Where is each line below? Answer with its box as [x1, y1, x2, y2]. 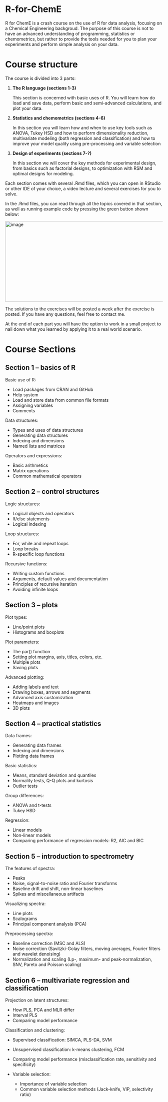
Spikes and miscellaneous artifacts [12, 891, 84, 897]
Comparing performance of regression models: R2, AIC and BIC [12, 838, 144, 844]
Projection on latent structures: [5, 997, 69, 1003]
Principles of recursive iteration [12, 581, 77, 587]
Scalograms [12, 916, 37, 922]
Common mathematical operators [12, 473, 81, 479]
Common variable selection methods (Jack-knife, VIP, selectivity [19, 1086, 153, 1092]
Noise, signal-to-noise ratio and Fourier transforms [12, 881, 117, 887]
